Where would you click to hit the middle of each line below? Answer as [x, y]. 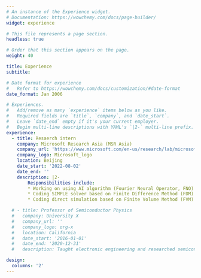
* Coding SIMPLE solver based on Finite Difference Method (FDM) [111, 194]
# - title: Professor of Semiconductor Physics [72, 210]
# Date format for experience [44, 83]
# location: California [44, 232]
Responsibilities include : [61, 183]
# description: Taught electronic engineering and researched [93, 249]
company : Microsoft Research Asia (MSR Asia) [75, 144]
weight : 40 [20, 56]
